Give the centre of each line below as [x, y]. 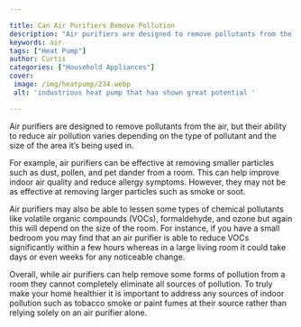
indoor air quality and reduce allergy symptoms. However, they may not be [148, 182]
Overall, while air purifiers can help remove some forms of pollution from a [147, 274]
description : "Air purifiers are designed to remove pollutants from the [151, 34]
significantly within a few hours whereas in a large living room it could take [148, 247]
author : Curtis [38, 59]
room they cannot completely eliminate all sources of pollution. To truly [141, 284]
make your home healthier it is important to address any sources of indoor [147, 293]
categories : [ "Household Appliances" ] [82, 68]
